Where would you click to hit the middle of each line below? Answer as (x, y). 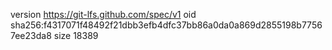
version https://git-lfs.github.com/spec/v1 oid (103, 14)
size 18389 (76, 35)
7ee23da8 (31, 35)
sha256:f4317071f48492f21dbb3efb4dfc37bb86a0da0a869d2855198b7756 (166, 25)
